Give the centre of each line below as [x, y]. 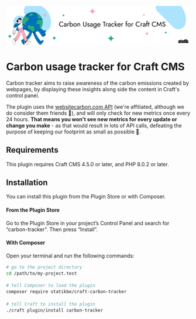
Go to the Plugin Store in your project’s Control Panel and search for [88, 223]
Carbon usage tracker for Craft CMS [96, 66]
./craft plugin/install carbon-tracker [55, 310]
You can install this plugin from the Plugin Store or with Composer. [86, 197]
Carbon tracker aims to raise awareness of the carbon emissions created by [97, 83]
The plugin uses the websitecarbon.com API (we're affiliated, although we [95, 107]
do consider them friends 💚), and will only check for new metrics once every [98, 113]
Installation [27, 182]
